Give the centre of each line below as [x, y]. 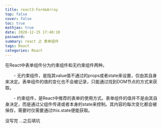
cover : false [18, 19]
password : [15, 37]
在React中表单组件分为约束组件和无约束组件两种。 [56, 65]
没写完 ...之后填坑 [23, 121]
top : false [16, 14]
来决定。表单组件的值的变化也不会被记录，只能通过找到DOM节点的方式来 [79, 82]
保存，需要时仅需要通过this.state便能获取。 [49, 110]
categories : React [24, 50]
